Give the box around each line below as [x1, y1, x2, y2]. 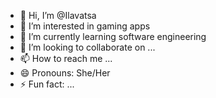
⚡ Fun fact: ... [19, 78, 75, 90]
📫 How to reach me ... [19, 53, 113, 64]
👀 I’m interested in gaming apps [19, 20, 151, 32]
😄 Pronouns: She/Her [19, 67, 111, 79]
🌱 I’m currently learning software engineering [19, 31, 207, 42]
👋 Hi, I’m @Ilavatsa [19, 10, 97, 21]
